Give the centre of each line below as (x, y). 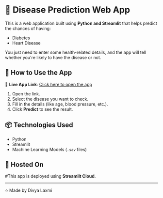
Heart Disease (26, 43)
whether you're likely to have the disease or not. (53, 57)
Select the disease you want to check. (50, 99)
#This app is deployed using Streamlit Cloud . (50, 176)
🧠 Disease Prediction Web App (67, 10)
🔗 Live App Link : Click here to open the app (49, 84)
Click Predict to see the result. (42, 109)
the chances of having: (28, 28)
